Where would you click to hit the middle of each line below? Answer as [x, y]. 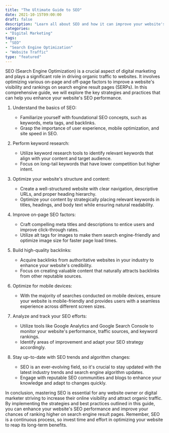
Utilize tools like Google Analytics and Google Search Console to [87, 326]
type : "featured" [23, 57]
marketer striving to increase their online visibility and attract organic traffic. [84, 398]
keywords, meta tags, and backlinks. [58, 123]
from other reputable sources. [51, 276]
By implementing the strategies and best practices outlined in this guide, [80, 404]
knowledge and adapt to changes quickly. [63, 383]
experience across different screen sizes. [63, 306]
